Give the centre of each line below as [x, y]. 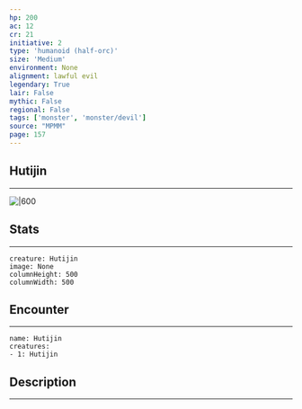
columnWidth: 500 [42, 282]
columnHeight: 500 [44, 274]
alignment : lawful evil [54, 76]
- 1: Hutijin [34, 355]
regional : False [40, 110]
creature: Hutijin [44, 258]
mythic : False [36, 101]
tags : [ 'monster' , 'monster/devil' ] [78, 118]
